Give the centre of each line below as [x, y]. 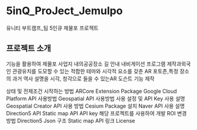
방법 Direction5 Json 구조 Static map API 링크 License [71, 121]
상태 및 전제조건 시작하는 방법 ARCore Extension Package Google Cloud [92, 91]
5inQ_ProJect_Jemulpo [64, 11]
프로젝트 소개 [29, 48]
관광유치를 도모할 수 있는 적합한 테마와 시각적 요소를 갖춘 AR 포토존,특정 [95, 71]
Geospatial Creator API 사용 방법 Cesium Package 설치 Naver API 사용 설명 [96, 106]
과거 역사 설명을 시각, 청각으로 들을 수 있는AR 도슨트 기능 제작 [83, 79]
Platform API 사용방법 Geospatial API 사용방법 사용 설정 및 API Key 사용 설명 [96, 98]
